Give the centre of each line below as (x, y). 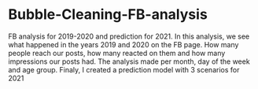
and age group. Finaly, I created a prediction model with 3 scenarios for (124, 69)
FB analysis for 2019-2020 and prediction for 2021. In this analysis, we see (129, 36)
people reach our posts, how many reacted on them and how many (117, 53)
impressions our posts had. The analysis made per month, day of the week (129, 61)
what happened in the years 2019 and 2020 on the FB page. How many (123, 44)
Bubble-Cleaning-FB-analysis (108, 15)
